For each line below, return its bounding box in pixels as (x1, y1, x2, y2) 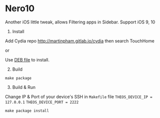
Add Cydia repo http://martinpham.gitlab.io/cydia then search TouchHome (5, 38, 155, 44)
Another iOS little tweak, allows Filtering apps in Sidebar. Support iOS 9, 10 (5, 19, 156, 25)
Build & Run (12, 84, 36, 90)
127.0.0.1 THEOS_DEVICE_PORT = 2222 (5, 99, 79, 105)
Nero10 (5, 3, 35, 14)
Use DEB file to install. (5, 57, 50, 62)
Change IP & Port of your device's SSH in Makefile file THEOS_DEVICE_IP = (5, 94, 153, 99)
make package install (5, 108, 49, 113)
